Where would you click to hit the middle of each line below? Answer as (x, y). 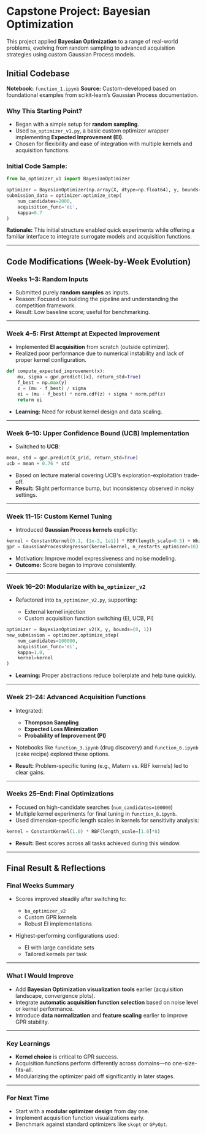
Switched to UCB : (37, 446)
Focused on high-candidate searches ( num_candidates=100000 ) (94, 807)
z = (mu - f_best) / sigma (52, 389)
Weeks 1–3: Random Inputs (48, 279)
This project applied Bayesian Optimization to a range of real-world (92, 41)
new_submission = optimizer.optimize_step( (63, 635)
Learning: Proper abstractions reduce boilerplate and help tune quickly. (106, 675)
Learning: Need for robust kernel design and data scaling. (89, 412)
